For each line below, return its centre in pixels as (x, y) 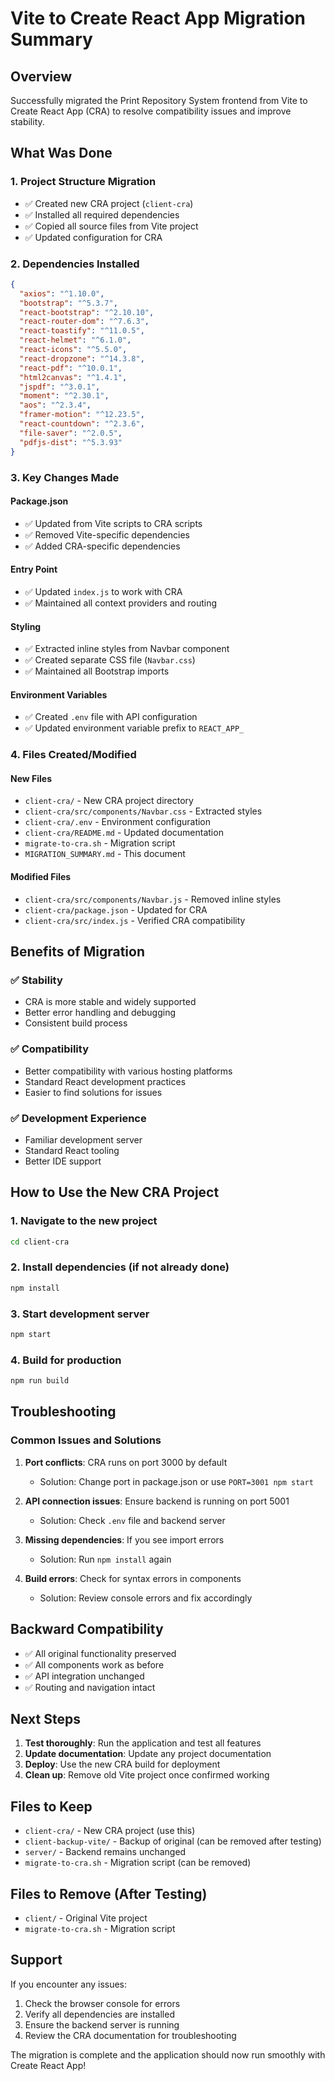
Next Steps (45, 1718)
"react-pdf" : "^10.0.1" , (71, 368)
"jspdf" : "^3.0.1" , (60, 387)
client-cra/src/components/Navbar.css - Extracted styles (143, 811)
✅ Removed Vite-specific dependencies (107, 534)
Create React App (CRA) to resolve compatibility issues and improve (151, 111)
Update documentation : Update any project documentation (148, 1754)
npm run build (40, 1381)
